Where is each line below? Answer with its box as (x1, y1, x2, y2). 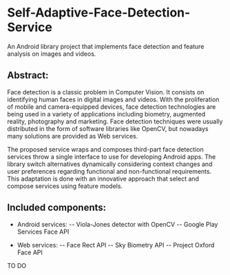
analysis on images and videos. (7, 50, 96, 58)
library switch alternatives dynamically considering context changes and (7, 160, 213, 168)
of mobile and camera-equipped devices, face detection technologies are (7, 102, 216, 111)
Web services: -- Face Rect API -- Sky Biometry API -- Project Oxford (17, 241, 215, 249)
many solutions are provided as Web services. (7, 132, 138, 140)
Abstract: (7, 70, 49, 81)
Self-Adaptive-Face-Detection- (7, 5, 191, 21)
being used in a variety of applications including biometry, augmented (7, 110, 205, 118)
